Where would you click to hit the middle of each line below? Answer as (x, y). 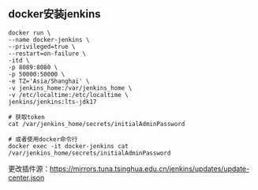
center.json (26, 177)
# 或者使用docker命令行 (43, 139)
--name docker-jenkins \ (49, 39)
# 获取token (26, 117)
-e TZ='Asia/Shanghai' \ (49, 81)
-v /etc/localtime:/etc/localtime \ (68, 95)
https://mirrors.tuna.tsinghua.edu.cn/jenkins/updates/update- (150, 169)
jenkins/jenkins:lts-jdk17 (52, 102)
